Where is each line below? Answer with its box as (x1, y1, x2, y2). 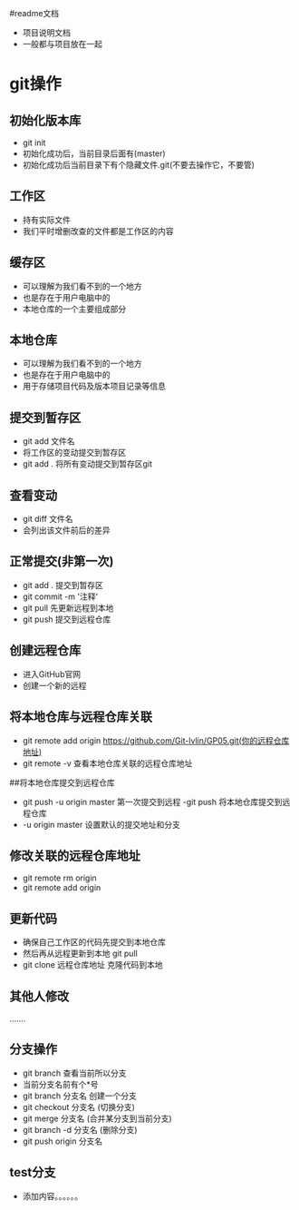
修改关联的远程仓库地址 (9, 848, 140, 863)
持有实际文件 (22, 214, 71, 225)
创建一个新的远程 (22, 680, 87, 691)
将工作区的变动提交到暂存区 (22, 448, 127, 458)
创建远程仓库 (9, 643, 82, 658)
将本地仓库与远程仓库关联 (9, 709, 152, 724)
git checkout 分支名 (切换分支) (22, 1101, 136, 1112)
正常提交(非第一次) (9, 554, 114, 569)
